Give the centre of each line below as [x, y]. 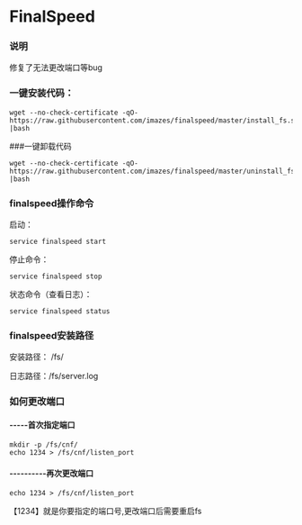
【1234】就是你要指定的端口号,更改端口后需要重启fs [106, 511]
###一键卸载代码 [40, 146]
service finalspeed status [60, 312]
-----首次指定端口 [42, 424]
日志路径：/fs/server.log [54, 376]
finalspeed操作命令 [52, 203]
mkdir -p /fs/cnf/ [44, 444]
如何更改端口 [37, 402]
